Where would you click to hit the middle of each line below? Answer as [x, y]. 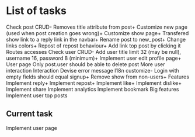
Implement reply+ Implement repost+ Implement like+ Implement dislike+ [94, 83]
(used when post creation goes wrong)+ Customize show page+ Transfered [97, 33]
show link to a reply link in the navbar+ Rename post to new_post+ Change [96, 39]
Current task [29, 114]
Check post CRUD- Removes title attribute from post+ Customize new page [97, 27]
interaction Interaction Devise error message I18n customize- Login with [93, 70]
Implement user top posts [37, 95]
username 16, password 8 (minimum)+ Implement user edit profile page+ [94, 58]
